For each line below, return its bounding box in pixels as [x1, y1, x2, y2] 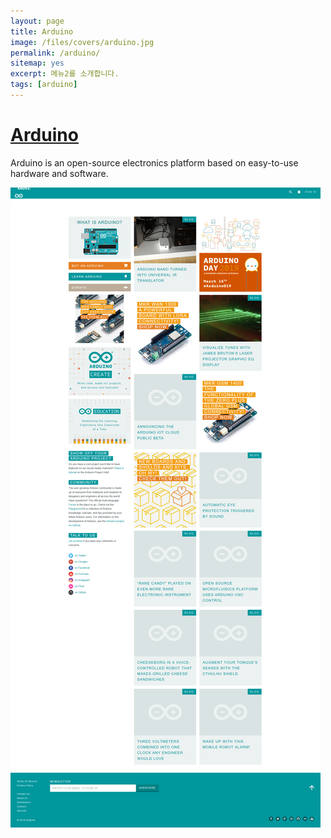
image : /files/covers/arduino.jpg [10, 37, 155, 47]
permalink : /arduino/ [10, 48, 101, 58]
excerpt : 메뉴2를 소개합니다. [10, 69, 120, 79]
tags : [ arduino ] [10, 80, 78, 90]
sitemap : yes [10, 58, 65, 69]
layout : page [10, 16, 65, 26]
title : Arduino [10, 26, 74, 37]
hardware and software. [10, 167, 109, 179]
